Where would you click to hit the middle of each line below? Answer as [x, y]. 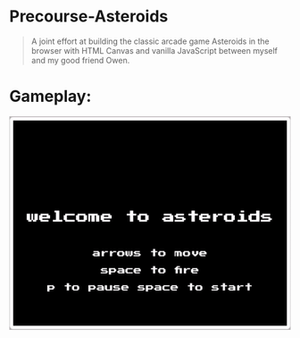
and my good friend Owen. [80, 60]
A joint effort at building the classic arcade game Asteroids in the [150, 41]
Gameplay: [50, 97]
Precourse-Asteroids [89, 17]
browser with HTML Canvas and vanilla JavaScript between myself [154, 50]
